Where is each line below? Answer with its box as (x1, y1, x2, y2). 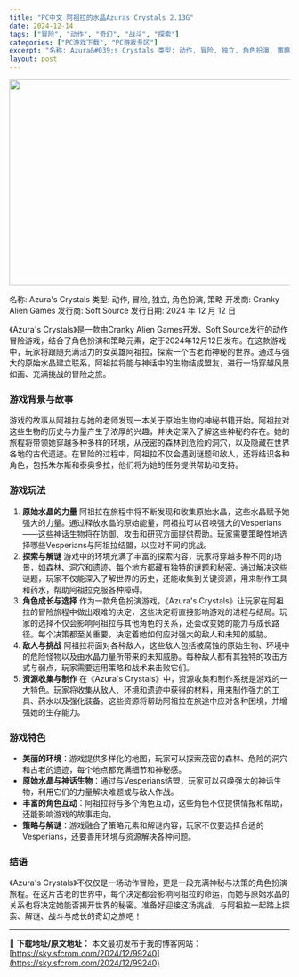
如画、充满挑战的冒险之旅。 (9, 369, 111, 379)
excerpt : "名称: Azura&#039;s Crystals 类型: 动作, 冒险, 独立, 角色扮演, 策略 (9, 46, 291, 55)
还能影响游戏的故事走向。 (21, 809, 117, 819)
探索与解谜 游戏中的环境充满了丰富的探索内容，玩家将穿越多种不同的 (21, 550, 274, 562)
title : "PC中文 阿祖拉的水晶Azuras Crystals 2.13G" (9, 12, 194, 22)
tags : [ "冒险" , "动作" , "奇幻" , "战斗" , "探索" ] (9, 29, 180, 38)
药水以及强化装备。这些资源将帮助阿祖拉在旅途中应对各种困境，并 (37, 695, 280, 706)
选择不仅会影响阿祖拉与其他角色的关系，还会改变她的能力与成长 (37, 617, 272, 628)
